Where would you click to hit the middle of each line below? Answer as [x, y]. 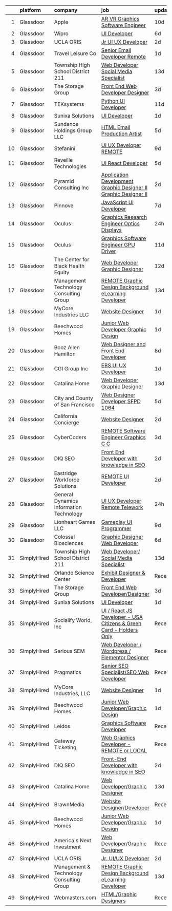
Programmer [116, 528]
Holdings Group [73, 130]
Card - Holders [120, 630]
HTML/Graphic [119, 894]
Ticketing [65, 747]
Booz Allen [67, 347]
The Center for [72, 260]
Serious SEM [70, 651]
